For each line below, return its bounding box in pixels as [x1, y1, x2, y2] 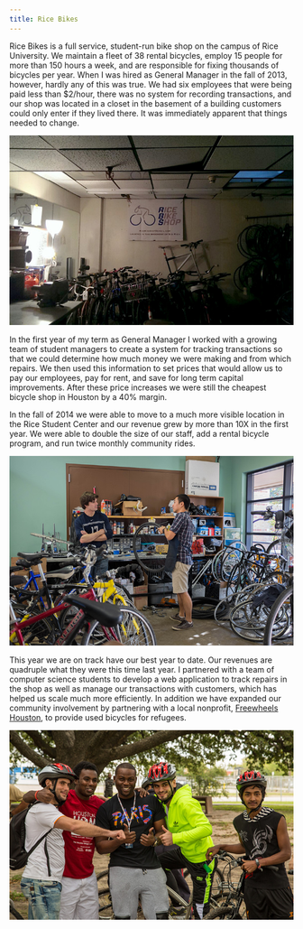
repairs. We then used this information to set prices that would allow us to [9, 362, 283, 374]
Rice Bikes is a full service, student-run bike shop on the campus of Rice [9, 41, 279, 51]
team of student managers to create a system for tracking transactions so [9, 343, 283, 354]
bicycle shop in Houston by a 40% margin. [9, 391, 168, 402]
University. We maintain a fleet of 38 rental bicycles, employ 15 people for [9, 50, 283, 60]
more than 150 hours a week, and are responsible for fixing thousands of [9, 60, 280, 70]
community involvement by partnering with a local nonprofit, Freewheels [9, 702, 279, 713]
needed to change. [9, 117, 79, 128]
